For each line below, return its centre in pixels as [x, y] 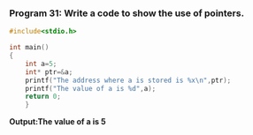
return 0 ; [43, 97]
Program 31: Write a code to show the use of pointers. [127, 13]
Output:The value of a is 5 [57, 122]
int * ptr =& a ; [49, 72]
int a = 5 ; [41, 64]
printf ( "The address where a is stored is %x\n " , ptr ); [128, 80]
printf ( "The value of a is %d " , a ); [91, 88]
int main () [29, 48]
